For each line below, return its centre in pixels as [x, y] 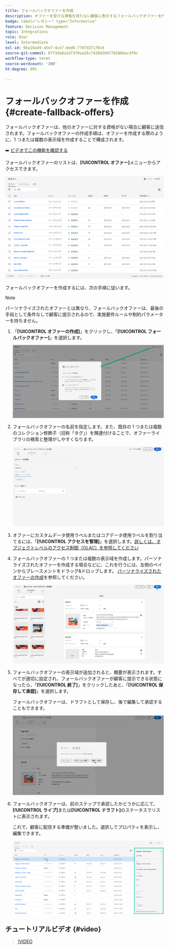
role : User [17, 37]
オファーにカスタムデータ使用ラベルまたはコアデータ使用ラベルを [81, 535]
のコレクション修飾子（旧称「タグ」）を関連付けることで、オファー [82, 433]
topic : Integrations [27, 32]
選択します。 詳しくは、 [132, 541]
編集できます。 [28, 833]
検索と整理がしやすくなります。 [63, 439]
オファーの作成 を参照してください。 [50, 577]
